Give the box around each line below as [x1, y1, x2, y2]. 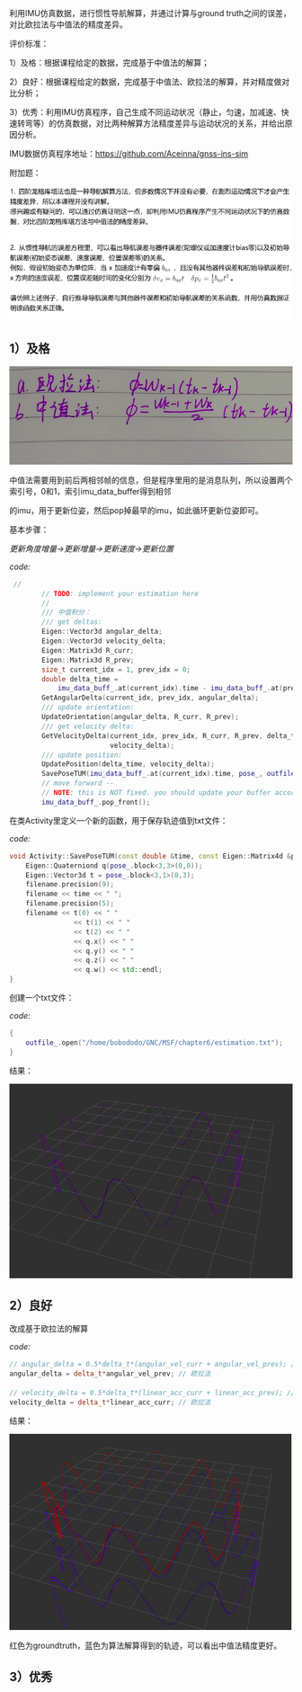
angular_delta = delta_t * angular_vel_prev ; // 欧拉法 [9, 1369, 211, 1378]
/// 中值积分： [41, 608, 92, 618]
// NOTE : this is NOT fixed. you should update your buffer [41, 788, 271, 797]
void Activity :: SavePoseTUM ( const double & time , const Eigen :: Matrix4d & [9, 851, 292, 860]
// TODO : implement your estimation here [41, 589, 200, 598]
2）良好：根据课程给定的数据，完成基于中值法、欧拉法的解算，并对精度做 [9, 76, 282, 87]
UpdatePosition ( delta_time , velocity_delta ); [41, 760, 216, 769]
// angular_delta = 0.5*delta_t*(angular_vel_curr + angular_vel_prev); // [9, 1360, 299, 1369]
